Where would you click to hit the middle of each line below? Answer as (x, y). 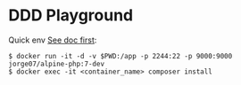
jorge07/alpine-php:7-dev (56, 64)
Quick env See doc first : (53, 40)
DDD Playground (71, 15)
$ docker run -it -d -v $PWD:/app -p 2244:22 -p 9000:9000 (120, 56)
